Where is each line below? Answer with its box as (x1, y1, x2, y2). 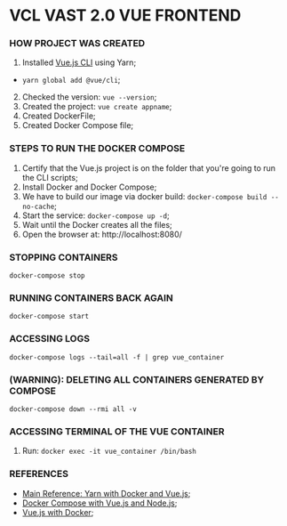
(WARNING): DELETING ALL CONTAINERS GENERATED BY (9, 373, 265, 385)
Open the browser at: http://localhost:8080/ (21, 229, 182, 239)
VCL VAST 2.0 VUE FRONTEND (9, 5, 242, 26)
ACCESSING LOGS (9, 333, 91, 345)
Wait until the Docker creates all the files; (21, 219, 173, 230)
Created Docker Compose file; (21, 120, 134, 131)
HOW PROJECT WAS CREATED (9, 37, 146, 50)
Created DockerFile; (21, 110, 96, 121)
